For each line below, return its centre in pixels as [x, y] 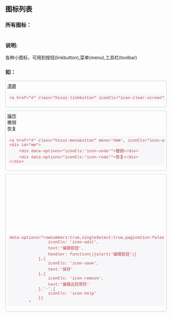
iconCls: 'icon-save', [73, 263]
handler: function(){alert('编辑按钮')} [92, 254]
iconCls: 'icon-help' [72, 293]
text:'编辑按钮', [66, 248]
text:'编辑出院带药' [69, 284]
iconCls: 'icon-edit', [73, 242]
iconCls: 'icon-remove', [76, 279]
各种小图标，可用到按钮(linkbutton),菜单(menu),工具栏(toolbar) [71, 57]
